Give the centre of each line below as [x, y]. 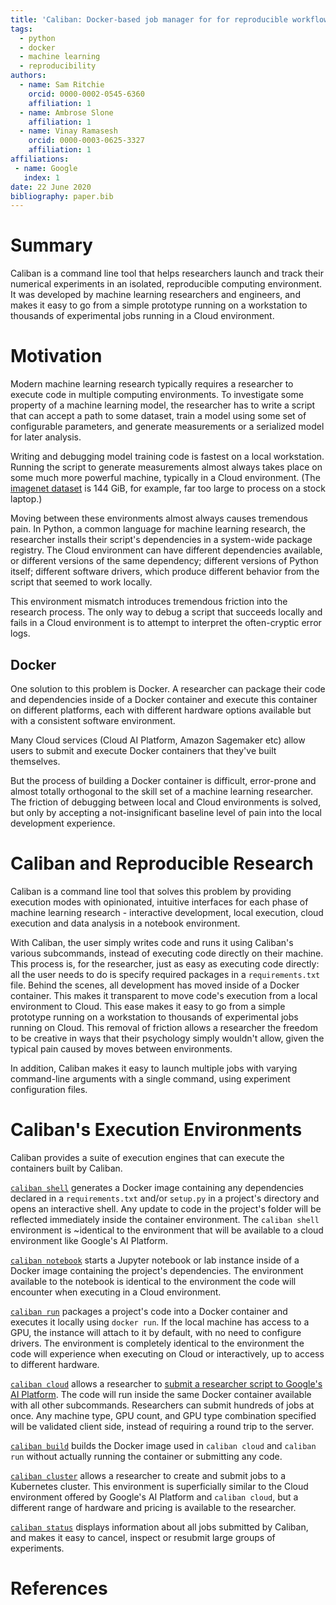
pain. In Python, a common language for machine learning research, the [158, 529]
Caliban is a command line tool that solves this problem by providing [151, 891]
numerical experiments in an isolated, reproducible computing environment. [166, 284]
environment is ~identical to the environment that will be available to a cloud [167, 1230]
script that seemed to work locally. [81, 582]
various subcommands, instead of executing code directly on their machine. [167, 953]
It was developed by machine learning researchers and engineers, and [155, 295]
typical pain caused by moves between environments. [121, 1048]
